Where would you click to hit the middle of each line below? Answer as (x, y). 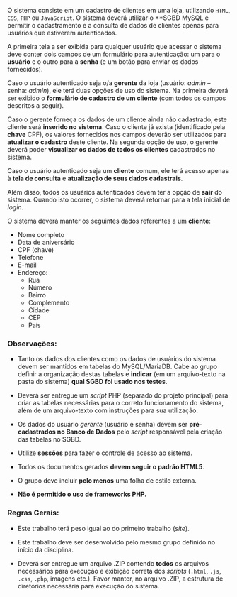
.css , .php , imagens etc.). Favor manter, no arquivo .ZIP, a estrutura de (120, 579)
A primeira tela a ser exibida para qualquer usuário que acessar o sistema (115, 46)
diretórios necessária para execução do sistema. (88, 586)
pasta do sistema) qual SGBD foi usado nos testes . (92, 382)
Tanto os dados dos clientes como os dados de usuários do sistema (116, 359)
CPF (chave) (36, 250)
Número (40, 287)
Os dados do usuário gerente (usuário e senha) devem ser (103, 425)
